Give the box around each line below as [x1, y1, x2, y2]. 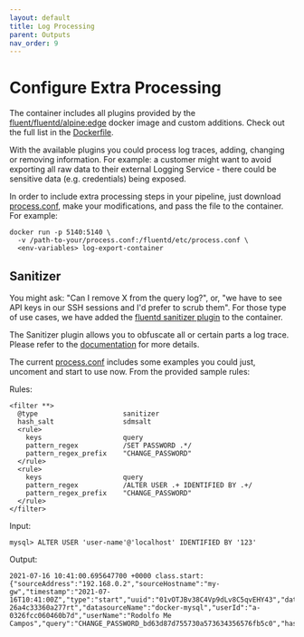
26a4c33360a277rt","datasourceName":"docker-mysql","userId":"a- [9, 603, 261, 612]
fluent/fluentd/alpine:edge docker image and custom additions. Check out [9, 117, 285, 128]
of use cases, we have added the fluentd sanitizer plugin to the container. [9, 312, 283, 322]
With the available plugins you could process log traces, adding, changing [9, 144, 285, 155]
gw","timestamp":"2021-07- [9, 587, 111, 596]
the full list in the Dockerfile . [9, 127, 115, 138]
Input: [9, 521, 32, 531]
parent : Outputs [9, 30, 71, 39]
